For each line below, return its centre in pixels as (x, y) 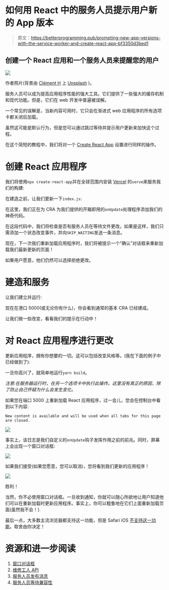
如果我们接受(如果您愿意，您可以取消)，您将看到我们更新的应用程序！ (77, 466)
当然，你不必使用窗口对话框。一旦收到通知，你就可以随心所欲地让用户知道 (82, 497)
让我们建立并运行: (24, 297)
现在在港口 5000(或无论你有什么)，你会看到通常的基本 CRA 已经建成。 (78, 308)
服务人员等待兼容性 (32, 582)
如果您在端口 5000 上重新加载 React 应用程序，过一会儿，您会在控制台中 (81, 400)
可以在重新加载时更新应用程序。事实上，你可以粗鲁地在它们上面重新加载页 (87, 503)
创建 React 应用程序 (46, 167)
